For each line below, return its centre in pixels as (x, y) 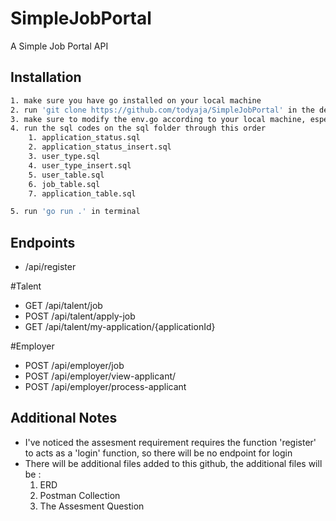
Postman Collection (80, 495)
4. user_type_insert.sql (80, 165)
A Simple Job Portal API (59, 46)
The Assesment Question (92, 506)
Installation (46, 77)
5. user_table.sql (66, 175)
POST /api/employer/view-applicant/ (100, 376)
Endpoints (43, 242)
